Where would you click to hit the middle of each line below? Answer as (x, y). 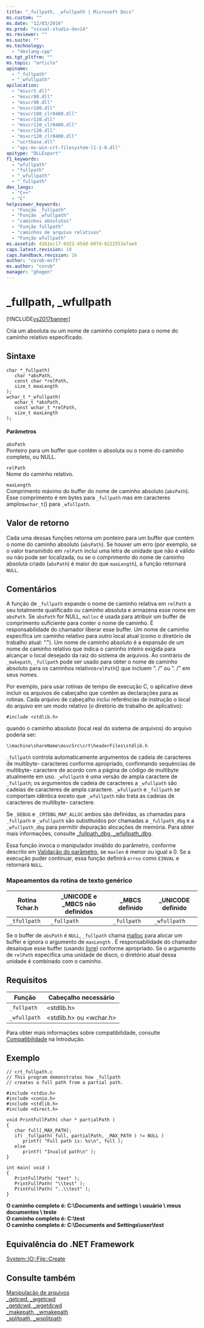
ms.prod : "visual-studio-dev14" (47, 29)
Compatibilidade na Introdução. (46, 1039)
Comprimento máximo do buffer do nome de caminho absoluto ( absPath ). (98, 491)
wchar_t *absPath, (38, 402)
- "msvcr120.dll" (34, 131)
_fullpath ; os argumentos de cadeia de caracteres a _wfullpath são (92, 783)
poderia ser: (22, 735)
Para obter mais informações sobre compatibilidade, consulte (83, 1032)
